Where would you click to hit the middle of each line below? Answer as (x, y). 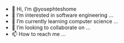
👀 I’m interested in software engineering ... (62, 15)
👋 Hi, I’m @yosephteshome (44, 9)
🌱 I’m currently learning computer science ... (65, 21)
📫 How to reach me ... (38, 34)
